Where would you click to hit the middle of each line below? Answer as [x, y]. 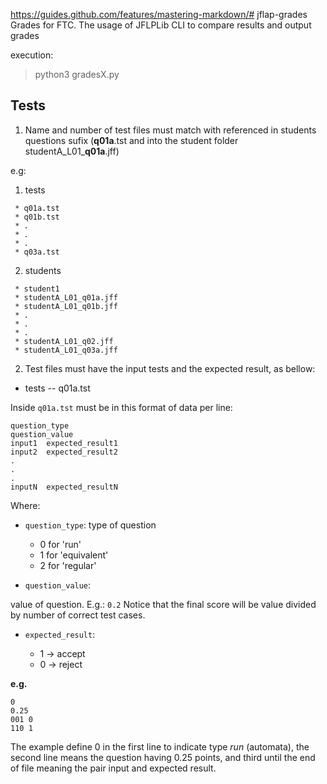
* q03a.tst [37, 252]
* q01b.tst [37, 217]
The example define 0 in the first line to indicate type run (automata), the [160, 746]
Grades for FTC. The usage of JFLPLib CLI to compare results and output [161, 25]
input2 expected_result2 [64, 452]
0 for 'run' [60, 544]
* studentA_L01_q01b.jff [66, 306]
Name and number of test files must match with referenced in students [170, 130]
